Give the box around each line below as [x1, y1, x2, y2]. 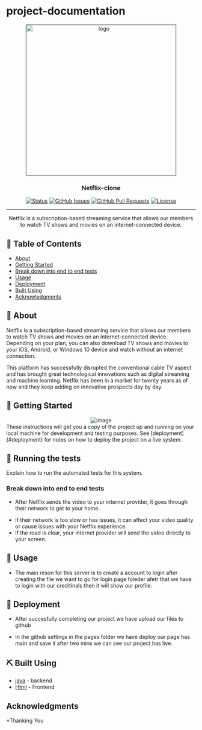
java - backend [14, 677, 52, 684]
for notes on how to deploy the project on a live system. [44, 436, 182, 443]
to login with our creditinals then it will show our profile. [14, 582, 153, 589]
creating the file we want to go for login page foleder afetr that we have [14, 575, 192, 583]
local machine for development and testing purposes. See [6, 430, 150, 437]
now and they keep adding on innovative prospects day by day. [6, 383, 163, 390]
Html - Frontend [14, 684, 55, 691]
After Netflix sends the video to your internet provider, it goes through [14, 498, 188, 505]
